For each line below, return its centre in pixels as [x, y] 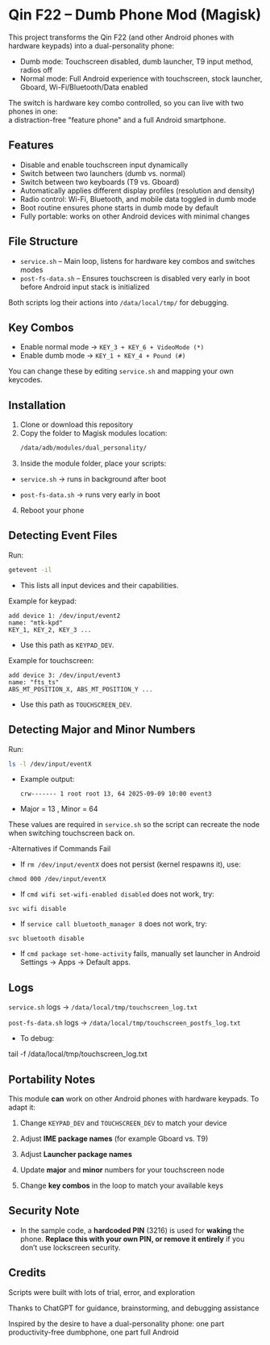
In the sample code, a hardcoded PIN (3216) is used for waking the [132, 1230]
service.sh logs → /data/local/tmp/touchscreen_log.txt [103, 1007]
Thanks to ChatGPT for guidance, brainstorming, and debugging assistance [134, 1308]
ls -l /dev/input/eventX [50, 764]
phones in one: [33, 111]
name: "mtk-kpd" [35, 623]
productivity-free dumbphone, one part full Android [93, 1332]
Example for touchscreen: [51, 660]
